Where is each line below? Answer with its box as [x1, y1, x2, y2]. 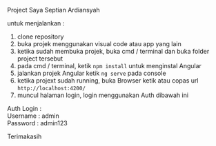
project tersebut [17, 54, 63, 63]
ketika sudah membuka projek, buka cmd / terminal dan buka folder [17, 48, 210, 55]
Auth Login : [7, 105, 42, 112]
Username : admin [7, 112, 60, 120]
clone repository [17, 32, 64, 41]
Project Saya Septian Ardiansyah [7, 6, 100, 14]
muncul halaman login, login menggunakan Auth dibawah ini [17, 91, 188, 99]
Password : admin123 [7, 119, 68, 127]
